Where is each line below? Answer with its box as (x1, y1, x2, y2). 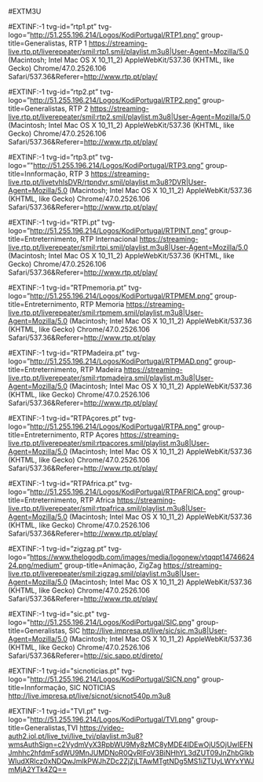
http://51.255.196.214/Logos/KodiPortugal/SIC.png (30, 618, 192, 627)
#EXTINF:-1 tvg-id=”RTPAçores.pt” (8, 414, 121, 422)
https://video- (79, 723, 124, 733)
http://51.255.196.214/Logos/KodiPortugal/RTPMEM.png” (30, 291, 214, 301)
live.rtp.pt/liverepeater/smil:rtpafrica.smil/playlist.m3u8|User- (8, 504, 206, 513)
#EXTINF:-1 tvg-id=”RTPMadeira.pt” (8, 349, 125, 357)
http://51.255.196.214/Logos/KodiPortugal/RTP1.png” (30, 31, 199, 39)
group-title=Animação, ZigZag (64, 561, 162, 570)
